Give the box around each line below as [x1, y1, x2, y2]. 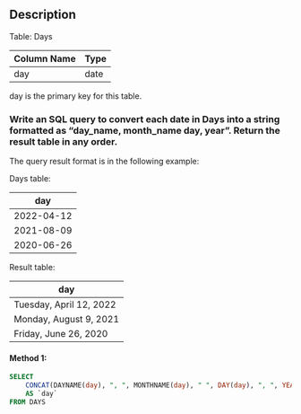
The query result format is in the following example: [9, 156, 200, 167]
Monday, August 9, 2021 [13, 313, 119, 326]
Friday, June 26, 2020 [13, 328, 108, 340]
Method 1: [9, 352, 47, 363]
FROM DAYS [9, 397, 47, 407]
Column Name [13, 52, 76, 65]
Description [9, 7, 76, 22]
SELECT [9, 373, 34, 382]
